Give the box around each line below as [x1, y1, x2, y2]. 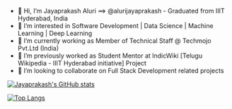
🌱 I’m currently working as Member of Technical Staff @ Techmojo [17, 37, 211, 45]
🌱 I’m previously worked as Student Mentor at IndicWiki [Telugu [17, 51, 203, 60]
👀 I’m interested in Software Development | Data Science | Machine [17, 22, 214, 30]
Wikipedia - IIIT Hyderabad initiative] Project [17, 59, 147, 67]
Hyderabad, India [17, 14, 69, 23]
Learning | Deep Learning [17, 29, 93, 37]
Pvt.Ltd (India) [17, 44, 59, 52]
